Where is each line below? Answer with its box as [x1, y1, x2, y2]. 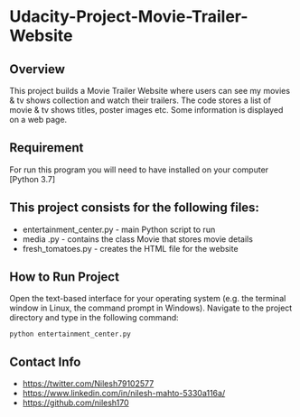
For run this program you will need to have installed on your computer [9, 164, 269, 175]
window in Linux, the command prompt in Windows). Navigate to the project [9, 302, 293, 313]
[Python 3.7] [9, 173, 56, 184]
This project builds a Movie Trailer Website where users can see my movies [9, 86, 291, 96]
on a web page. [9, 115, 68, 125]
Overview [9, 61, 66, 77]
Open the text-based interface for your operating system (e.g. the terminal [9, 293, 286, 304]
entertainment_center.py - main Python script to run [22, 224, 216, 235]
